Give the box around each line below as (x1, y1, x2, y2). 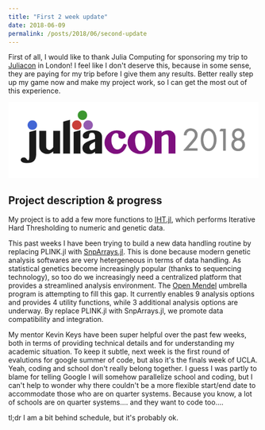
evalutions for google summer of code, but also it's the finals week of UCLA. (8, 355, 258, 365)
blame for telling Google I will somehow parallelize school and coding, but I (8, 372, 253, 382)
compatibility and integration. (8, 315, 104, 324)
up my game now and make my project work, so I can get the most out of (8, 78, 248, 87)
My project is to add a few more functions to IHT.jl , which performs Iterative (8, 215, 255, 224)
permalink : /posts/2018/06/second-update (8, 29, 148, 37)
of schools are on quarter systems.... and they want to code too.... (8, 397, 224, 407)
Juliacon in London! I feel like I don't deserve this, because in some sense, (8, 60, 252, 71)
